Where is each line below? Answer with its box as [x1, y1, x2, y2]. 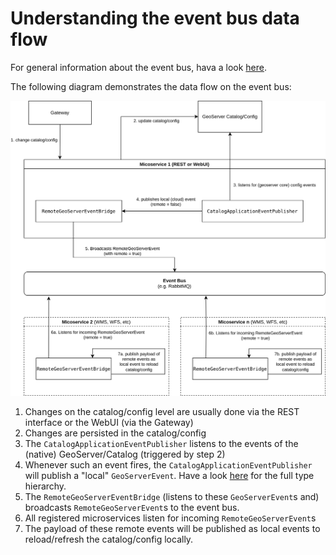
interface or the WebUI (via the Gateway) [24, 416, 194, 428]
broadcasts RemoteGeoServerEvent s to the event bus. [24, 501, 240, 513]
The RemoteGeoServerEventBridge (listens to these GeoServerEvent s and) [24, 490, 320, 502]
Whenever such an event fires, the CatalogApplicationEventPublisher [24, 458, 313, 471]
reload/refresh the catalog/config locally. [24, 533, 194, 545]
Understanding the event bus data [10, 7, 300, 30]
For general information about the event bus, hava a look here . [10, 61, 268, 73]
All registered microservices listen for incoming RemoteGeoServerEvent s [24, 512, 317, 524]
